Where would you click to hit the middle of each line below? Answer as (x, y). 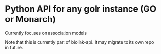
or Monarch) (31, 19)
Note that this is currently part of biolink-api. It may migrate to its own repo (80, 42)
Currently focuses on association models (46, 33)
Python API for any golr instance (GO (81, 9)
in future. (14, 47)
